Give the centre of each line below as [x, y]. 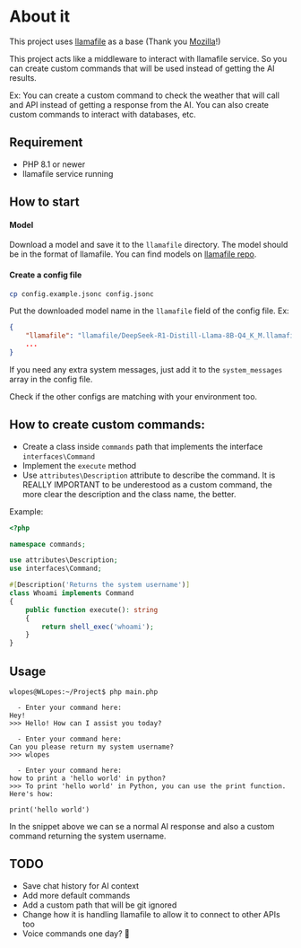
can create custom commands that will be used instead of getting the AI [142, 68]
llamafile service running [68, 173]
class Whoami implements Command [72, 593]
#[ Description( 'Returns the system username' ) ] [100, 585]
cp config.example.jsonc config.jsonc [82, 294]
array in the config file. [51, 379]
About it [39, 17]
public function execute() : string [92, 610]
